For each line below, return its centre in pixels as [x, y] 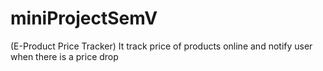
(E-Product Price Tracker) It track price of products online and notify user [161, 46]
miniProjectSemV [84, 18]
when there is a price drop [64, 56]
